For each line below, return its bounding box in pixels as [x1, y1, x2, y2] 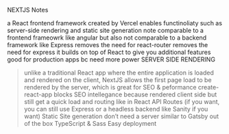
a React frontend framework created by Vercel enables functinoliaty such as [7, 19, 223, 27]
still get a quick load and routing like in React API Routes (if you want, [23, 98, 220, 105]
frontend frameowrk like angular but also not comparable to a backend [7, 33, 207, 42]
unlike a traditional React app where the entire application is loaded [23, 68, 215, 77]
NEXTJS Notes [7, 6, 49, 14]
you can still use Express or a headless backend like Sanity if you [23, 105, 208, 113]
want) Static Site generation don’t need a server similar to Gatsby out [23, 112, 219, 120]
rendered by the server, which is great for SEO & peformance [23, 83, 197, 91]
